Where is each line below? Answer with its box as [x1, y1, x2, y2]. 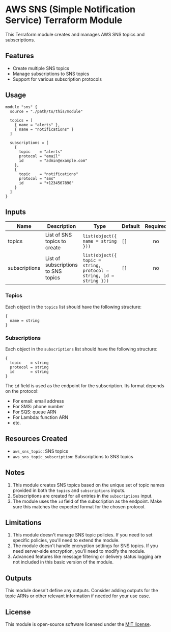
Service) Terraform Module [5, 14, 123, 26]
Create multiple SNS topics [12, 65, 70, 71]
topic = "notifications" [18, 171, 79, 177]
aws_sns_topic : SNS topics [12, 448, 69, 454]
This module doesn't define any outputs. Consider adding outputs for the [5, 588, 158, 594]
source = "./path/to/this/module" [10, 109, 83, 114]
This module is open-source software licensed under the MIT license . [5, 621, 151, 627]
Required [145, 223, 167, 230]
